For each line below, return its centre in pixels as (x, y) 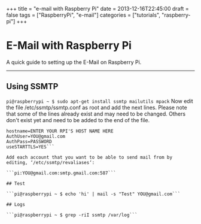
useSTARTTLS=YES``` (31, 147)
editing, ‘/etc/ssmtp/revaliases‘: (51, 162)
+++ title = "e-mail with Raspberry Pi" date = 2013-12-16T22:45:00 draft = (98, 9)
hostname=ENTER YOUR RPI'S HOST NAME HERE (60, 131)
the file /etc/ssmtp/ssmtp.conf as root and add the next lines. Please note (97, 107)
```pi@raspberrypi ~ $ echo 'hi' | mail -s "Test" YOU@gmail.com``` (93, 194)
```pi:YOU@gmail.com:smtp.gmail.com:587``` (61, 173)
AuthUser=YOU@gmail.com (36, 136)
